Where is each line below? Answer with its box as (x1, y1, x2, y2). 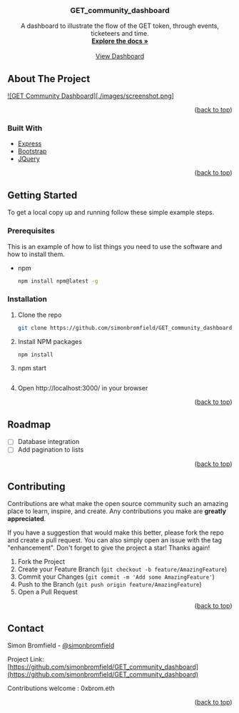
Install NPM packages (17, 337, 82, 345)
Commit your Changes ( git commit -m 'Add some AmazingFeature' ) (17, 572, 215, 581)
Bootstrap (17, 147, 47, 156)
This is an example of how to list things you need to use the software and (7, 242, 223, 251)
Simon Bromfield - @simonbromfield (7, 641, 115, 649)
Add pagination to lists (17, 445, 84, 454)
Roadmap (7, 418, 51, 430)
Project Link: (7, 655, 44, 663)
